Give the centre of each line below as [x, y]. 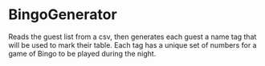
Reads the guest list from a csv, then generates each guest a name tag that [132, 37]
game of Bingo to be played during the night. [82, 53]
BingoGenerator [63, 15]
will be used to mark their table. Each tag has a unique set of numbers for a [132, 45]
